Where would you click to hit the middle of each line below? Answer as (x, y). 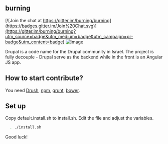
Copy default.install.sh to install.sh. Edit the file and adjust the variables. (79, 118)
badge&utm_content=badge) (35, 42)
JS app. (13, 62)
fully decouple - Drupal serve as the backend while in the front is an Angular (84, 57)
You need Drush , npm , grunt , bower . (43, 90)
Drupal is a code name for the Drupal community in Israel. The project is (79, 51)
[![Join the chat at (24, 20)
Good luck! (17, 137)
